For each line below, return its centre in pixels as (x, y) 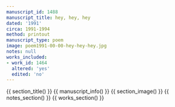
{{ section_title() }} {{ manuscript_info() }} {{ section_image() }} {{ (88, 91)
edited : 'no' (28, 74)
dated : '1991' (24, 23)
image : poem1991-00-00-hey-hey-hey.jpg (57, 46)
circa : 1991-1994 (28, 29)
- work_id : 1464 (27, 63)
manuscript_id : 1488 (32, 12)
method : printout (28, 35)
